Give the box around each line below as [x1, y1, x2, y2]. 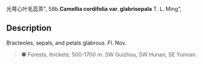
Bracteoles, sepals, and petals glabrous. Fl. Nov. [6, 39, 127, 46]
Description [6, 23, 52, 33]
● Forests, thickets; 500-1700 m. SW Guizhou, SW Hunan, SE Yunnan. [21, 51, 197, 58]
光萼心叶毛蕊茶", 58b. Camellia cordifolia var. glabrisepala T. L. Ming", [6, 5, 182, 12]
